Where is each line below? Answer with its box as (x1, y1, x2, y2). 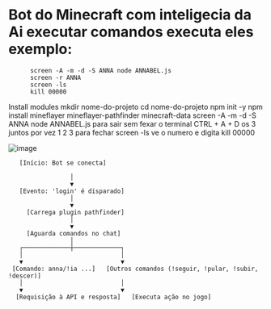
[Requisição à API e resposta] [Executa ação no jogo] (15, 293, 212, 301)
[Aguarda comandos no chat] (26, 229, 121, 237)
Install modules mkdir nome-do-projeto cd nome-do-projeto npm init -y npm (8, 102, 263, 111)
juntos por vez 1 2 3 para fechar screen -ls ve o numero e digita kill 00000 (8, 127, 256, 137)
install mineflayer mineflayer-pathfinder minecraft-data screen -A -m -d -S (8, 111, 257, 120)
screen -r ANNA (29, 73, 82, 81)
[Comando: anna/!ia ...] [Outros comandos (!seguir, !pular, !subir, (11, 265, 259, 273)
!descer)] (8, 272, 42, 280)
